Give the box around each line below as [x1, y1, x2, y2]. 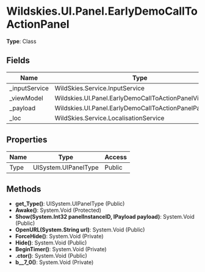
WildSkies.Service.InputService [54, 84, 145, 93]
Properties [6, 135, 48, 145]
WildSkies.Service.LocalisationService [54, 113, 165, 122]
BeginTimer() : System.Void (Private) [15, 246, 107, 253]
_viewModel [9, 94, 44, 102]
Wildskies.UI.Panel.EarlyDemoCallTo [6, 4, 198, 18]
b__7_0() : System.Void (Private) [15, 259, 94, 266]
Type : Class [6, 37, 37, 45]
